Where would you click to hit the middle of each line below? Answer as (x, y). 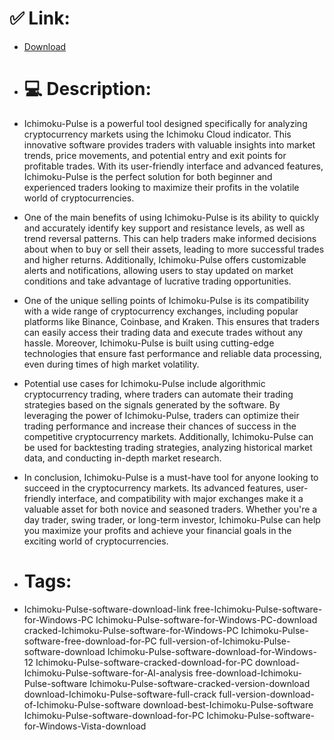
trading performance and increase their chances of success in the (160, 426)
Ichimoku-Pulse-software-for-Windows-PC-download (206, 619)
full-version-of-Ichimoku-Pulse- (224, 641)
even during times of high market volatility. (111, 364)
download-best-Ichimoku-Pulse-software (228, 704)
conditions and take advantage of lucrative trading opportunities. (157, 281)
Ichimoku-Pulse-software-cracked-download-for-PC (144, 662)
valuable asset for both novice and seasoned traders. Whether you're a (170, 509)
